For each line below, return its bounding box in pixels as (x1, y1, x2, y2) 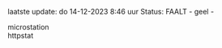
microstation (7, 22, 49, 31)
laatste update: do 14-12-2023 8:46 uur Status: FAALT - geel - (7, 7, 215, 16)
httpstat (7, 31, 34, 40)
